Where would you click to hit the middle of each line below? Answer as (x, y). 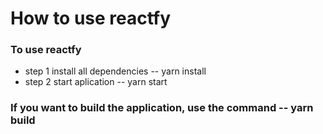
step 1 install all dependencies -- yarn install (115, 71)
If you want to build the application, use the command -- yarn (162, 108)
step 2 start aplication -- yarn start (96, 82)
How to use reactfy (91, 18)
